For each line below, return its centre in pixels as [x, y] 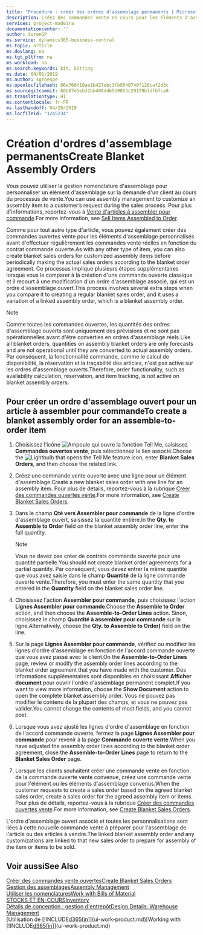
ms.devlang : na [25, 52]
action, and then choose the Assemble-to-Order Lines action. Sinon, [101, 613]
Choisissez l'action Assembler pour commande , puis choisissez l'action [105, 600]
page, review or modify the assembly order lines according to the [96, 663]
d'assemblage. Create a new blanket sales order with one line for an [99, 482]
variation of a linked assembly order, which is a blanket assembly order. [95, 301]
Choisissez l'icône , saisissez [101, 445]
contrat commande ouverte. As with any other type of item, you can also [96, 249]
